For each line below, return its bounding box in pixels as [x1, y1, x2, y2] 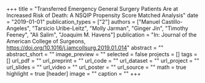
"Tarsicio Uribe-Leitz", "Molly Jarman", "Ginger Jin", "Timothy [31, 24, 188, 32]
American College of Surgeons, [6, 38, 86, 45]
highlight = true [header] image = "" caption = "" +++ [6, 70, 141, 77]
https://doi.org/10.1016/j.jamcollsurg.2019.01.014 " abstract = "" [6, 44, 164, 51]
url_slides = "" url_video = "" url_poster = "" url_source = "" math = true [6, 63, 187, 71]
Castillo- [161, 18, 183, 25]
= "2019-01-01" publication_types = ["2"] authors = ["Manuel [6, 18, 161, 25]
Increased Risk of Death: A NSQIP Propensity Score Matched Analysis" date [6, 12, 198, 19]
